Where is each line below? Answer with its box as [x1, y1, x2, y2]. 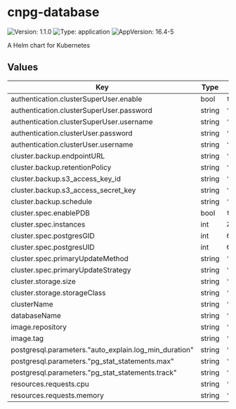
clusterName [11, 299, 53, 309]
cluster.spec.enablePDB [11, 208, 90, 217]
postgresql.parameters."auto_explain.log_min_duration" [11, 344, 195, 354]
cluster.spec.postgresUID [11, 242, 95, 252]
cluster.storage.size [11, 276, 76, 286]
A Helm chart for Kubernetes [7, 41, 91, 49]
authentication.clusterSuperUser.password [11, 105, 152, 115]
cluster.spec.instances [11, 219, 86, 229]
